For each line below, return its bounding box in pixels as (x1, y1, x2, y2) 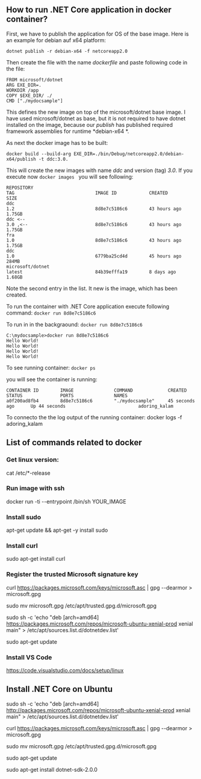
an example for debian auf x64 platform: (6, 36, 107, 44)
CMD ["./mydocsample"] (6, 97, 63, 104)
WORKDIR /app (6, 87, 39, 93)
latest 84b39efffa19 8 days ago (6, 269, 176, 275)
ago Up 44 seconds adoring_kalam (6, 403, 173, 409)
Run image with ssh (6, 484, 65, 493)
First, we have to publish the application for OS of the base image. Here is (6, 30, 189, 37)
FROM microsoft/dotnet (6, 76, 63, 83)
